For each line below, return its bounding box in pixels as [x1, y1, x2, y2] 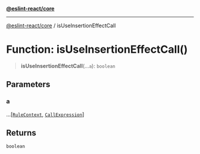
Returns [6, 128, 37, 138]
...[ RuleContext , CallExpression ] [6, 111, 85, 118]
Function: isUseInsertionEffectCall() [6, 43, 188, 56]
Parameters [6, 79, 51, 89]
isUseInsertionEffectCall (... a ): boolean [20, 62, 116, 69]
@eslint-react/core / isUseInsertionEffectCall [6, 22, 116, 29]
